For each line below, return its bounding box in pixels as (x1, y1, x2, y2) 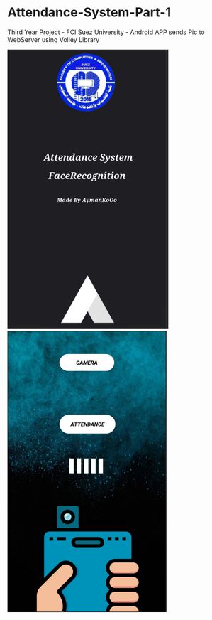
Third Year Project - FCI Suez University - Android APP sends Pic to (7, 28, 206, 36)
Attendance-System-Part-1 (7, 4, 172, 21)
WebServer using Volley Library (7, 35, 100, 43)
